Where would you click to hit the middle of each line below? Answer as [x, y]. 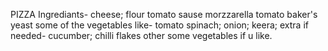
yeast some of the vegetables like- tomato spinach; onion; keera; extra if [159, 25]
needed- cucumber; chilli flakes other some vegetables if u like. [141, 35]
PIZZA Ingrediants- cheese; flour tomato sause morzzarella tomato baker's [164, 14]
